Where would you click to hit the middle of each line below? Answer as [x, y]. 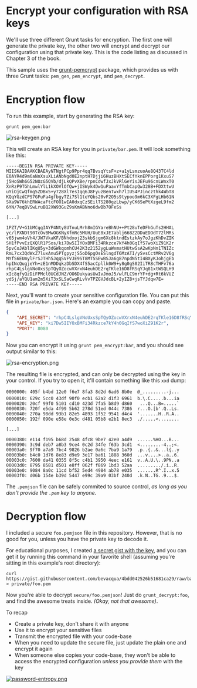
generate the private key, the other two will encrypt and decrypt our [88, 46]
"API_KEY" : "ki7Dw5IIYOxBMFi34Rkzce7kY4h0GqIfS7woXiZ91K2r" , [93, 323]
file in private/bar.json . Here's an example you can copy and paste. [89, 301]
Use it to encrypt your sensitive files [58, 630]
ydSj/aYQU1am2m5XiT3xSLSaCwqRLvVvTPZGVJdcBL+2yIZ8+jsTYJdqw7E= [85, 279]
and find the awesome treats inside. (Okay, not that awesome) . [82, 601]
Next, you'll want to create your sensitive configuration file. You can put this [98, 295]
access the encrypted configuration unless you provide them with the [98, 662]
